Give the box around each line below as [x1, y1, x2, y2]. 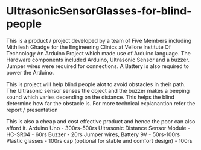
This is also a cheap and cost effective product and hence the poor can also [6, 117, 196, 125]
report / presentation [6, 106, 58, 113]
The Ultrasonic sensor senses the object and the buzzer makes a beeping [6, 87, 190, 94]
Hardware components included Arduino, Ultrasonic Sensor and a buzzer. [6, 56, 190, 63]
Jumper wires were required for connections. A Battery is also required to [6, 62, 189, 70]
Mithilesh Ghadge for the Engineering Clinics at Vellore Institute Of [6, 43, 171, 51]
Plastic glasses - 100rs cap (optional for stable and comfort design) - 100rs [6, 137, 193, 144]
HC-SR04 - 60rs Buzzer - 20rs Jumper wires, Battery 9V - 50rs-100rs [6, 131, 180, 138]
